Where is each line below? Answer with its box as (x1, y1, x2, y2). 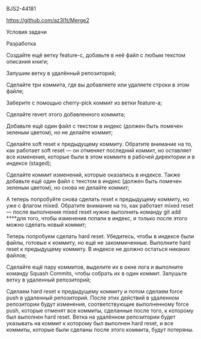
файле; (6, 88, 24, 95)
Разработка (6, 40, 37, 47)
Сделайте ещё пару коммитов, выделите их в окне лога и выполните (6, 263, 184, 271)
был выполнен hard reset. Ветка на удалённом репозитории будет (6, 313, 176, 320)
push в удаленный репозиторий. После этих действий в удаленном (6, 294, 179, 301)
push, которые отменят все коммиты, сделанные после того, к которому (6, 307, 194, 314)
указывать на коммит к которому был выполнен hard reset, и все (6, 320, 174, 326)
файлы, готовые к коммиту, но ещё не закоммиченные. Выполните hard (6, 239, 191, 246)
